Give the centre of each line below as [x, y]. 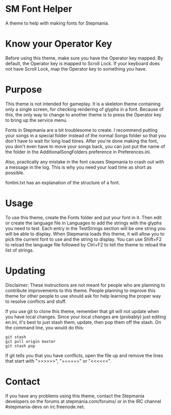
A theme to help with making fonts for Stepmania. [57, 23]
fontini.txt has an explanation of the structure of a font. [63, 182]
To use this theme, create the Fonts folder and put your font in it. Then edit [83, 217]
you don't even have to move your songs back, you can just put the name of [85, 146]
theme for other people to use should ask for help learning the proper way [83, 296]
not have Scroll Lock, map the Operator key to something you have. [76, 69]
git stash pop [20, 346]
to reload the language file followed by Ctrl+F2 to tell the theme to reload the [86, 244]
